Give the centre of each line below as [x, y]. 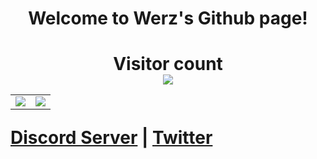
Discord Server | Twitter [111, 138]
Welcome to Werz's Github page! [168, 18]
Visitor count [168, 64]
